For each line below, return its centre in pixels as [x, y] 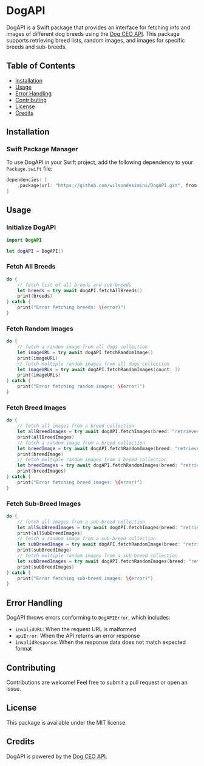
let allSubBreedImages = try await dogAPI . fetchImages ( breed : [97, 527]
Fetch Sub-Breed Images [44, 504]
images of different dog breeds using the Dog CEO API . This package [93, 33]
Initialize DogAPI [31, 227]
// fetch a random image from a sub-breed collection [87, 539]
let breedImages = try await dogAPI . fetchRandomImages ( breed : [97, 465]
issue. [14, 689]
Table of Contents [41, 66]
